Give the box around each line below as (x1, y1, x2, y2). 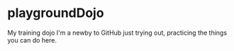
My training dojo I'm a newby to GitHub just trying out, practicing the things (7, 28, 228, 37)
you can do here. (7, 35, 57, 44)
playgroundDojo (7, 5, 104, 21)
